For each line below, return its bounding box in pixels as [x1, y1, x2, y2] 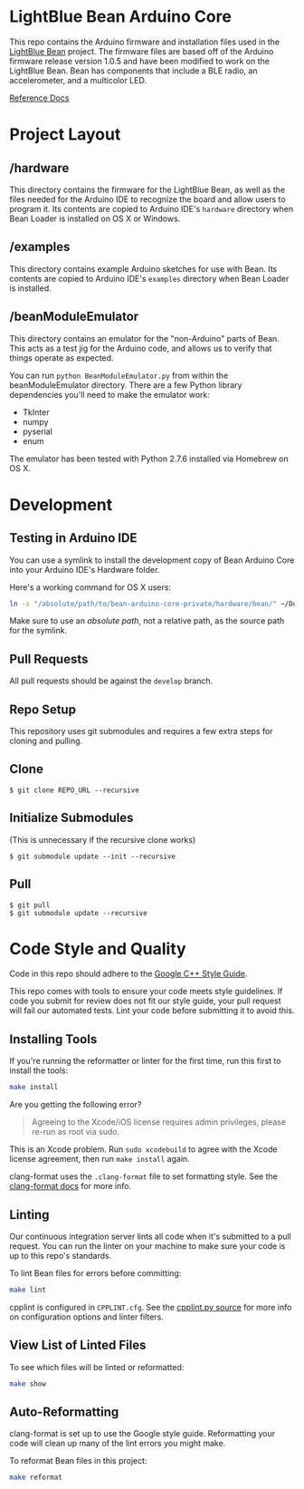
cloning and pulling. [9, 736, 83, 747]
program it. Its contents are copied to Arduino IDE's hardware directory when [9, 203, 294, 214]
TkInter [22, 406, 50, 418]
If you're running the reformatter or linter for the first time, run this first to [9, 1056, 281, 1067]
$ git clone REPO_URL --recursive [9, 786, 140, 795]
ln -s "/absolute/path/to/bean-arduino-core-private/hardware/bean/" [9, 599, 278, 608]
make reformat [9, 1473, 63, 1483]
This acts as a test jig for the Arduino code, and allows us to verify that [9, 343, 272, 353]
